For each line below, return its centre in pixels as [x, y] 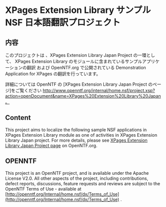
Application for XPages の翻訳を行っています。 [53, 74]
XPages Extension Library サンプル [78, 10]
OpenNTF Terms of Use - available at [43, 189]
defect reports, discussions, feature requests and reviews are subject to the [83, 183]
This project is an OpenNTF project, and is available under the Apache [77, 173]
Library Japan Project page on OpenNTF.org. [51, 145]
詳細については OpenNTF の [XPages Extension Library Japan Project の [79, 84]
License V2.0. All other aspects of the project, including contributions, [77, 178]
